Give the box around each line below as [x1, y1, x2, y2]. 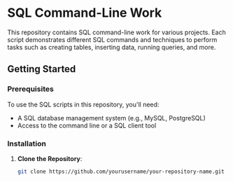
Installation [7, 139, 47, 148]
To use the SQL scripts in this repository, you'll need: [7, 100, 160, 108]
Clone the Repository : [17, 154, 83, 162]
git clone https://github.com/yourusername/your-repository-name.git [17, 168, 225, 175]
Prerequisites [7, 84, 54, 94]
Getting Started [7, 63, 76, 75]
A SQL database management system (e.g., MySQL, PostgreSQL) [17, 113, 206, 122]
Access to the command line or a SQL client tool [17, 121, 157, 129]
